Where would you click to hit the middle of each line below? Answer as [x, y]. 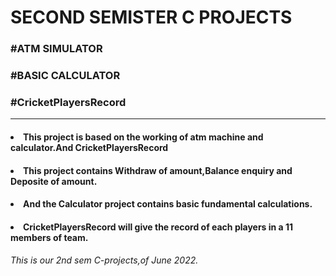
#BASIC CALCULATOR [65, 76]
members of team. [49, 237]
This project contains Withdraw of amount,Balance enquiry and [158, 170]
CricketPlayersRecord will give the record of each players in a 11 [158, 227]
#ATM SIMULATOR [56, 49]
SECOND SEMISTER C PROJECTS [151, 17]
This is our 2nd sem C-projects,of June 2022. [104, 260]
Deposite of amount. [54, 181]
